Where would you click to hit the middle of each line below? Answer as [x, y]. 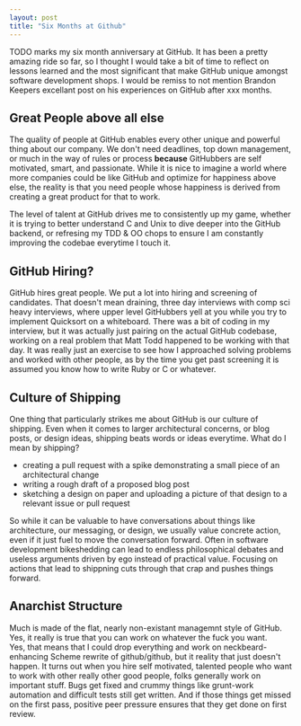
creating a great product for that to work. [85, 197]
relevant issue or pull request [76, 503]
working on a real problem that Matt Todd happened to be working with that [150, 341]
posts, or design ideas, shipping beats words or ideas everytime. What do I [148, 438]
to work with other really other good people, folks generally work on [135, 676]
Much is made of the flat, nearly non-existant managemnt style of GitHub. [146, 628]
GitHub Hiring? [52, 271]
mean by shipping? [44, 447]
